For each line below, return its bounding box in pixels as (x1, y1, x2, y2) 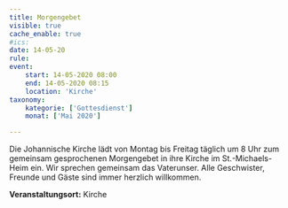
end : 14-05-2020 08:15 (25, 79, 109, 88)
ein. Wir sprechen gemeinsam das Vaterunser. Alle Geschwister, (30, 163, 265, 173)
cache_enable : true (9, 29, 82, 38)
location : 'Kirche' (25, 87, 98, 96)
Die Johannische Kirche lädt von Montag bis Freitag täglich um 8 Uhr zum (9, 143, 280, 155)
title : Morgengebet (9, 12, 82, 22)
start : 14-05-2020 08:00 (25, 71, 117, 80)
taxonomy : (9, 95, 46, 104)
